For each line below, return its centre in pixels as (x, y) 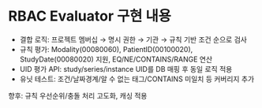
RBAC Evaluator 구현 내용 (90, 16)
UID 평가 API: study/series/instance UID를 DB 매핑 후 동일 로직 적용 (126, 69)
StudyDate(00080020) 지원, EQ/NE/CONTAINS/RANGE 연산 (116, 59)
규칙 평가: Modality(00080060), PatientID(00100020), (106, 49)
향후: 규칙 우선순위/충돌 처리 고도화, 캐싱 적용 (78, 95)
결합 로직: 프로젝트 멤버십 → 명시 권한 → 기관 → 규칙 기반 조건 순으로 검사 (133, 39)
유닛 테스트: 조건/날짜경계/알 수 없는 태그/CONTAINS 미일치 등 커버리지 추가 (137, 79)
